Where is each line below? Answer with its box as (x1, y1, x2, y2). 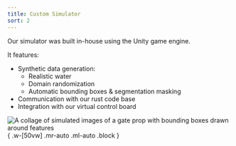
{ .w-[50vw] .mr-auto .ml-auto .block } (7, 131, 119, 140)
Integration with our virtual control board (17, 102, 136, 110)
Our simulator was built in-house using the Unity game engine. (7, 36, 191, 45)
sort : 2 (7, 17, 31, 24)
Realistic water (28, 72, 72, 80)
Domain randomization (28, 79, 95, 88)
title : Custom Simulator (7, 10, 81, 18)
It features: (7, 51, 39, 59)
